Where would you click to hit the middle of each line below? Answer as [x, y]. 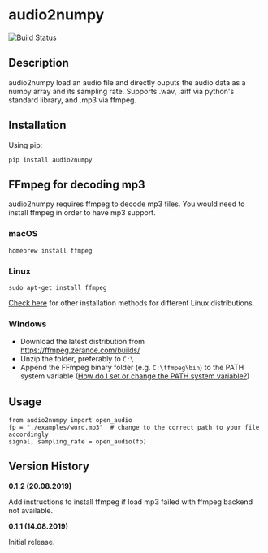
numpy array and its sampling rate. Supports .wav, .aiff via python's [121, 91]
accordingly [28, 435]
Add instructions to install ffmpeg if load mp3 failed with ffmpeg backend [131, 502]
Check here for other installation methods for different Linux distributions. [132, 303]
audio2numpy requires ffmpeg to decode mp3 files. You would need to [127, 204]
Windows [28, 324]
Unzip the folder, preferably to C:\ [77, 359]
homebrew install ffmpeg [50, 251]
